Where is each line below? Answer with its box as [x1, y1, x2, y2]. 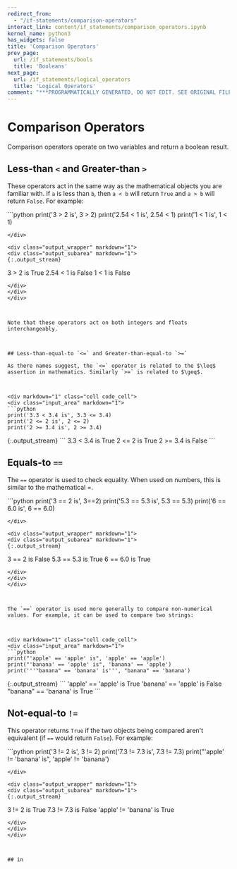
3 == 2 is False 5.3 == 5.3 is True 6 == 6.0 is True [7, 555, 151, 563]
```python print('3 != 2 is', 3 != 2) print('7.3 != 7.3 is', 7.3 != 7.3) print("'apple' [7, 747, 224, 756]
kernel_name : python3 [7, 30, 71, 37]
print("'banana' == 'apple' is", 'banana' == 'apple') [7, 660, 172, 668]
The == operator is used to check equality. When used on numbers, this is [7, 475, 221, 483]
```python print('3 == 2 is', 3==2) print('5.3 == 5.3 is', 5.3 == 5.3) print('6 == [7, 496, 226, 505]
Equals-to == [7, 457, 63, 469]
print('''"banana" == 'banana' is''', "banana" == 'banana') [7, 667, 191, 674]
